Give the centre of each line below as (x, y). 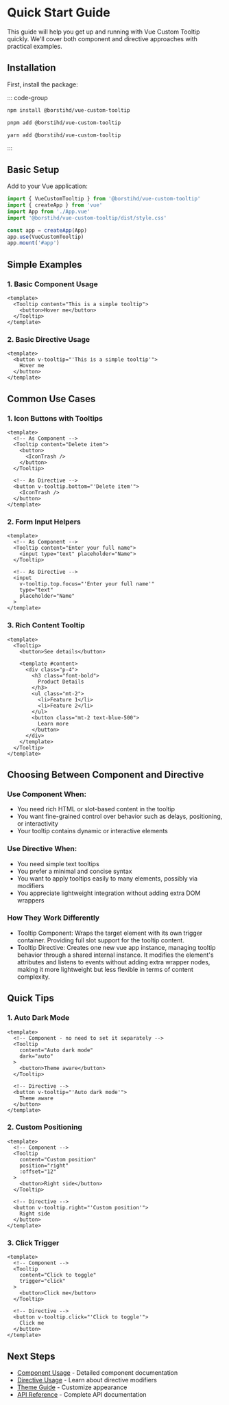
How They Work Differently (53, 918)
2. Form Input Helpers (44, 522)
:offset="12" (38, 1172)
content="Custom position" (58, 1159)
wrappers (31, 900)
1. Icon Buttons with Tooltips (55, 418)
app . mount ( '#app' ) (33, 243)
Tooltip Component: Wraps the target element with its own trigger (110, 933)
